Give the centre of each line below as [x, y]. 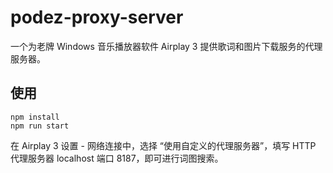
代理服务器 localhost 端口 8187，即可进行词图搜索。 [117, 158]
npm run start [40, 126]
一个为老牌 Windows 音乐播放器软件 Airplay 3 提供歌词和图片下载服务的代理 [166, 46]
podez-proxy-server [97, 17]
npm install [35, 117]
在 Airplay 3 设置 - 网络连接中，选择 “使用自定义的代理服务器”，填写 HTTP [163, 145]
